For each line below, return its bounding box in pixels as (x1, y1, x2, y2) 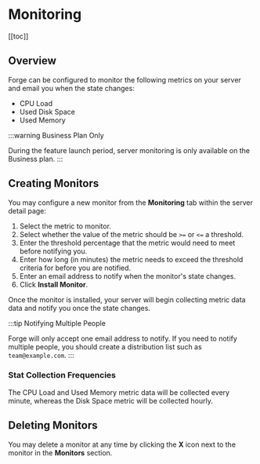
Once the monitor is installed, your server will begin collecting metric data (8, 294, 246, 304)
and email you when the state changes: (8, 83, 135, 93)
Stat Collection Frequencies (8, 370, 116, 381)
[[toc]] (8, 31, 29, 41)
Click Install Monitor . (19, 279, 88, 289)
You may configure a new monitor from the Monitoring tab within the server (8, 198, 253, 207)
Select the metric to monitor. (19, 221, 112, 231)
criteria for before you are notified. (19, 263, 132, 272)
